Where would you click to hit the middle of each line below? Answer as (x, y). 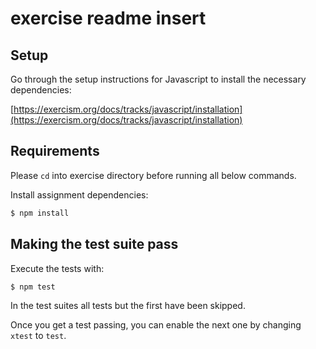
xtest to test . (38, 336)
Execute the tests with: (57, 268)
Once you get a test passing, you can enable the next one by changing (156, 325)
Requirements (55, 151)
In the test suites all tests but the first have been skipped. (128, 306)
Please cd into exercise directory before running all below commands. (153, 175)
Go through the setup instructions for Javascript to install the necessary (158, 79)
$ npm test (33, 287)
